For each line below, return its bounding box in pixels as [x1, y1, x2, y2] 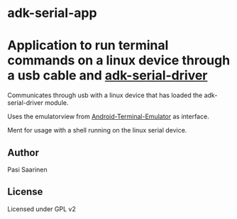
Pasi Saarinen [7, 165, 48, 174]
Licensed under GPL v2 [7, 204, 76, 213]
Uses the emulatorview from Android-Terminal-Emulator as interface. [7, 112, 209, 121]
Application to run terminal [7, 38, 169, 54]
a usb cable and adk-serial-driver [7, 67, 208, 84]
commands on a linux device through [7, 52, 231, 69]
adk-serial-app [7, 5, 97, 21]
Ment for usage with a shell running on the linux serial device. [7, 126, 187, 135]
